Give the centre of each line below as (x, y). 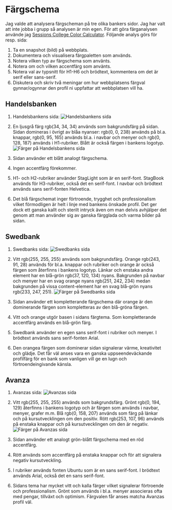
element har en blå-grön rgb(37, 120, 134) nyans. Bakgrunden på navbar (89, 275)
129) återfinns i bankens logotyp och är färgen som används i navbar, (86, 408)
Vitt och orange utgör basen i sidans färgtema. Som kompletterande (84, 317)
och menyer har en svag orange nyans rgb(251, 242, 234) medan (82, 281)
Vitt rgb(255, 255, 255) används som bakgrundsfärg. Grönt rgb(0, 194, (87, 402)
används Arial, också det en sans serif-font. (59, 476)
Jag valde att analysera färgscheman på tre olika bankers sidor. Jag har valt (85, 24)
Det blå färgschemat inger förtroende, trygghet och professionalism (84, 199)
